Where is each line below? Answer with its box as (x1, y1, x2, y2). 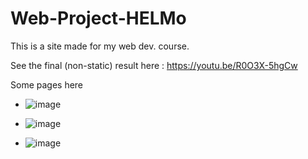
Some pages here (10, 78, 84, 91)
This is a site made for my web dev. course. (10, 40, 190, 52)
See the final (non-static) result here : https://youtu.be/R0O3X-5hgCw (10, 59, 298, 71)
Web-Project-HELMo (10, 7, 187, 30)
